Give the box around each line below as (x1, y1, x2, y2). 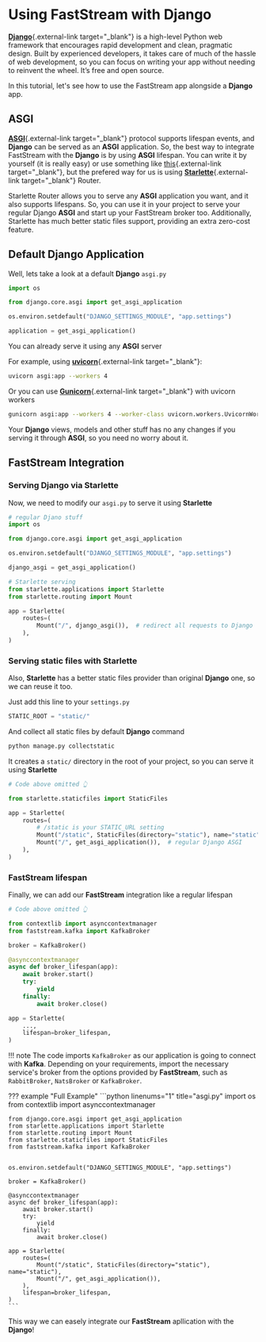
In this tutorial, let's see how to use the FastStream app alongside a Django (8, 81, 253, 90)
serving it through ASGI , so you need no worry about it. (8, 433, 188, 442)
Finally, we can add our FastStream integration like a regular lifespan (8, 890, 234, 900)
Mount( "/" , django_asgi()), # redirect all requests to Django (36, 621, 253, 630)
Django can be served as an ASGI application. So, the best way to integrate (8, 141, 255, 152)
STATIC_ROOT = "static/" (8, 713, 90, 721)
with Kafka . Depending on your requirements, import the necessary (8, 1059, 230, 1069)
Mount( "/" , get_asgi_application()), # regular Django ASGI (36, 839, 243, 847)
